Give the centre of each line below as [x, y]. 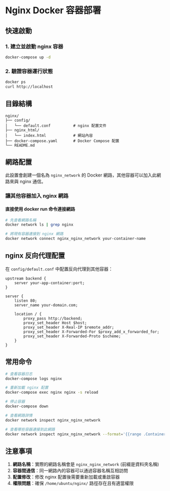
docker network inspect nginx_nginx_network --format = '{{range [73, 434]
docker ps [16, 82]
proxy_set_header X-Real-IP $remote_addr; [69, 327]
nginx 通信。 [33, 182]
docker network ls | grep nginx [39, 225]
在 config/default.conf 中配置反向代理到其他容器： [59, 269]
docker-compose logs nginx [34, 378]
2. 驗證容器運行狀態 [29, 71]
